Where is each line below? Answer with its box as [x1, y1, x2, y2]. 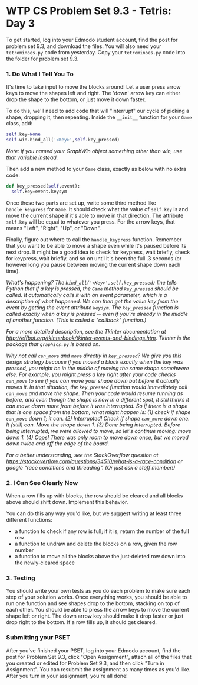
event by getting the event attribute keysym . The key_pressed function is [6, 303, 179, 311]
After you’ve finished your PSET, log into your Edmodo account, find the [6, 647, 181, 654]
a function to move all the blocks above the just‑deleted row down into [14, 553, 186, 560]
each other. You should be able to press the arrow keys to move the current [6, 606, 190, 613]
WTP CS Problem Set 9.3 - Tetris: [6, 4, 172, 18]
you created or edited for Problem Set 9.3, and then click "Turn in [6, 660, 164, 667]
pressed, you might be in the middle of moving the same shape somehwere [6, 364, 190, 371]
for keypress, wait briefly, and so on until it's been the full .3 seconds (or [6, 254, 182, 261]
